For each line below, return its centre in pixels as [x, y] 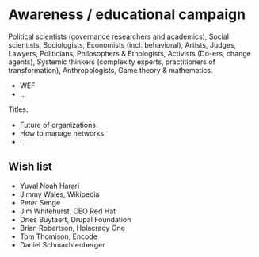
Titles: [18, 109]
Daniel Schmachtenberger [62, 244]
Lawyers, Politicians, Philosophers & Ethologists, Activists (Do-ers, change [129, 53]
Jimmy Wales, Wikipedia [59, 194]
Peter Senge [40, 202]
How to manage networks [62, 133]
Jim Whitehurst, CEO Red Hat [68, 211]
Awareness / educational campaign [127, 15]
